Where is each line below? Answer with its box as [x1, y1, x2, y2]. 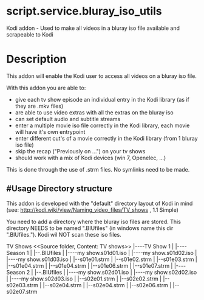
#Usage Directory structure [6, 184, 113, 194]
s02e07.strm [6, 288, 38, 295]
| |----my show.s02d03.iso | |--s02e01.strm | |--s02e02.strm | [6, 275, 162, 282]
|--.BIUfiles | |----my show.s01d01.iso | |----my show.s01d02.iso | [33, 249, 197, 256]
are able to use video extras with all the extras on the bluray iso [15, 108, 174, 116]
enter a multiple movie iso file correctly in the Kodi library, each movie [15, 122, 190, 129]
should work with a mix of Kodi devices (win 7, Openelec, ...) [15, 154, 166, 161]
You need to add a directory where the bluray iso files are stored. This [6, 218, 181, 225]
